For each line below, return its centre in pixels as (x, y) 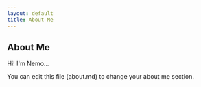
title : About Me (30, 20)
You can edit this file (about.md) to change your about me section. (100, 77)
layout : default (30, 13)
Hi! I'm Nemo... (28, 64)
